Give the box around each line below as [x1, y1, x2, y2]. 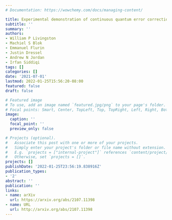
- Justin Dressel [5, 50, 42, 55]
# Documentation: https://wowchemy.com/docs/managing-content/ [5, 7, 143, 13]
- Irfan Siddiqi [5, 59, 40, 65]
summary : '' [5, 26, 31, 31]
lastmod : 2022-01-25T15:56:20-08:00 [5, 79, 83, 84]
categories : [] [5, 69, 38, 74]
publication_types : [5, 169, 47, 174]
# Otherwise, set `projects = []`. [5, 154, 86, 159]
